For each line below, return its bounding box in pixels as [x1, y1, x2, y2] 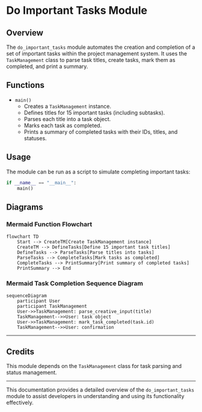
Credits [6, 346, 35, 357]
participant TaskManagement [17, 304, 87, 310]
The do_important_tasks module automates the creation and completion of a [6, 43, 195, 51]
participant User [17, 298, 61, 304]
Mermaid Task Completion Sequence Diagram [6, 279, 143, 287]
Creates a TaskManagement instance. [23, 102, 111, 110]
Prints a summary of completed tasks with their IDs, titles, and [23, 128, 178, 136]
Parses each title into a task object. [23, 115, 111, 122]
